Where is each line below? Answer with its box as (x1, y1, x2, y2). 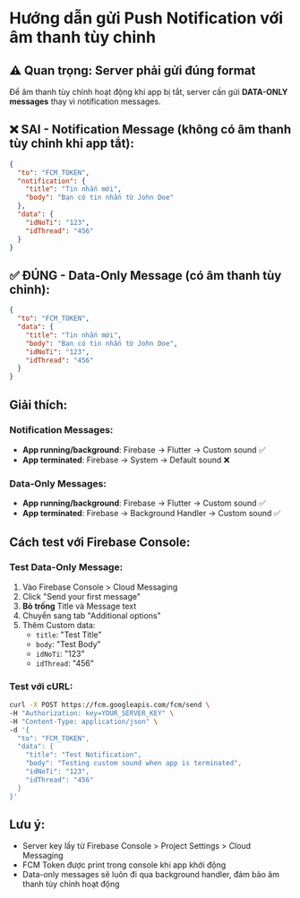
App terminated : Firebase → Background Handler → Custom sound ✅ (21, 508, 281, 519)
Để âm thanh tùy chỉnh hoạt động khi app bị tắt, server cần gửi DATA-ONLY (9, 87, 288, 97)
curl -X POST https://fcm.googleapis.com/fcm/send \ (9, 701, 210, 710)
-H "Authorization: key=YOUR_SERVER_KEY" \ (9, 708, 175, 718)
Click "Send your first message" (21, 591, 141, 601)
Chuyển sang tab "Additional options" (21, 609, 161, 621)
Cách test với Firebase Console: (9, 534, 191, 549)
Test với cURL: (9, 680, 73, 693)
